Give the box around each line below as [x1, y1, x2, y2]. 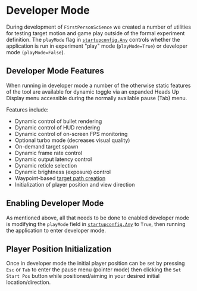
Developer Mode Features [6, 66, 104, 76]
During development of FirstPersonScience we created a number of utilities [6, 23, 192, 30]
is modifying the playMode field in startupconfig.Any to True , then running [6, 220, 186, 227]
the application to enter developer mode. [6, 227, 106, 234]
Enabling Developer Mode [6, 198, 104, 209]
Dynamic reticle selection [14, 162, 77, 169]
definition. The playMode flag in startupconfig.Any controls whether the [6, 36, 180, 43]
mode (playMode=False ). [6, 48, 65, 55]
